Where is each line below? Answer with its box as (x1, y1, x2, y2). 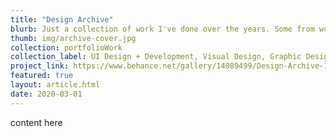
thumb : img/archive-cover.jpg (10, 33, 137, 43)
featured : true (10, 71, 74, 81)
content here (10, 116, 63, 128)
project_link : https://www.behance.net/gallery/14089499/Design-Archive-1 (10, 61, 329, 71)
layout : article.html (10, 80, 101, 90)
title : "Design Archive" (10, 14, 114, 25)
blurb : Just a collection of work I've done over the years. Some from (10, 24, 315, 34)
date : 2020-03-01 (10, 89, 83, 99)
